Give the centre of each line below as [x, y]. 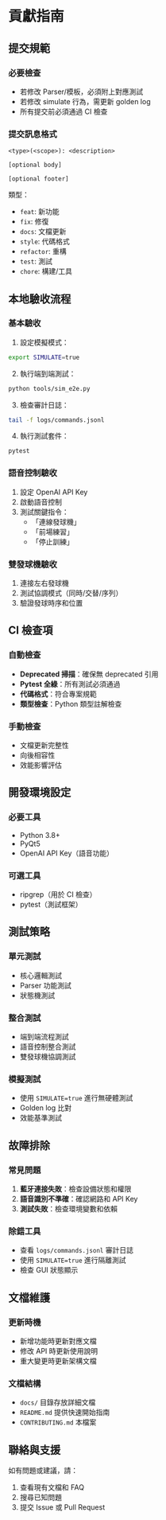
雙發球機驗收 [33, 564]
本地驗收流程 [40, 299]
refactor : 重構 [43, 251]
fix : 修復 [34, 222]
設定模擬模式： [44, 342]
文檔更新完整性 [44, 745]
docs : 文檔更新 [43, 232]
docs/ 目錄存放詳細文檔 [58, 1402]
